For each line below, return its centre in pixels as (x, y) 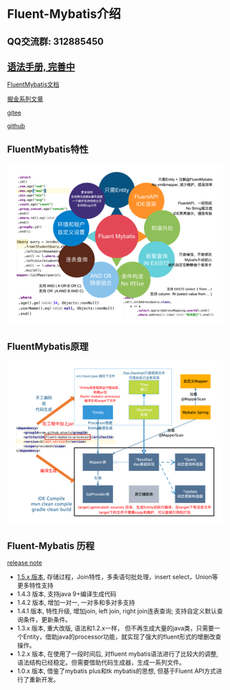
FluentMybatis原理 (48, 347)
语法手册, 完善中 (41, 67)
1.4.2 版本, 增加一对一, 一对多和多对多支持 (76, 602)
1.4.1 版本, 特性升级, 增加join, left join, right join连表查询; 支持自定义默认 (117, 611)
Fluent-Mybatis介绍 (64, 14)
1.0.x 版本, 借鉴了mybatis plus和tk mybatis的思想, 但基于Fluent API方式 (117, 671)
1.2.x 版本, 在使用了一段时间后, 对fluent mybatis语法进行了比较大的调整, (118, 654)
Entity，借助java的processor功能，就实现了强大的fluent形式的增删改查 (122, 637)
